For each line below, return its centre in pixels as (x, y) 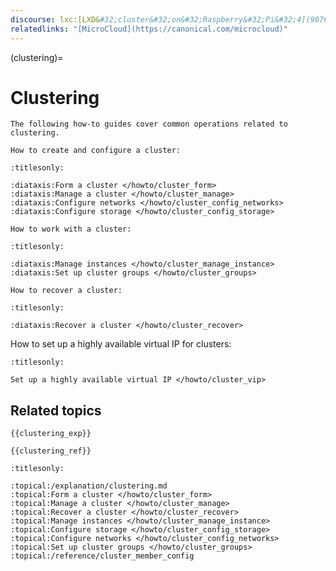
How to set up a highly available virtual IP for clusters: (121, 344)
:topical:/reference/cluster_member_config (102, 556)
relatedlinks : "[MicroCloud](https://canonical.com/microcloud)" (149, 29)
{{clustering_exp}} (51, 434)
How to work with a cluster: (71, 229)
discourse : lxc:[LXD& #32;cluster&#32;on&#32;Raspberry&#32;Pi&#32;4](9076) (171, 19)
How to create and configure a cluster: (96, 151)
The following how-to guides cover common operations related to (149, 124)
